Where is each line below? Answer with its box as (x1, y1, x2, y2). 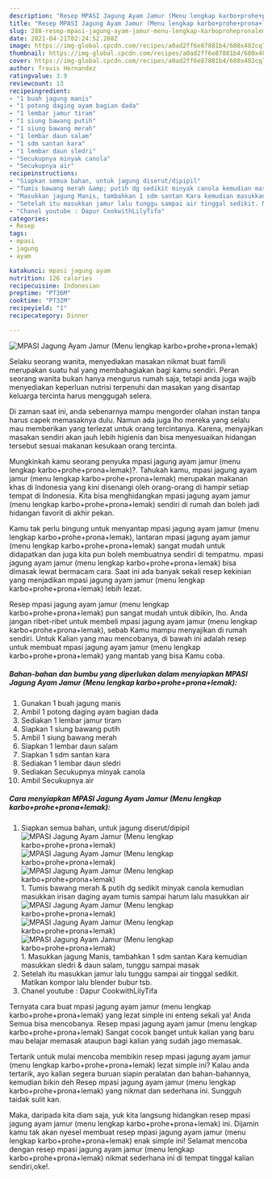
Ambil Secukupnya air (20, 775, 94, 785)
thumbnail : (9, 49, 46, 57)
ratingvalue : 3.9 (9, 72, 68, 80)
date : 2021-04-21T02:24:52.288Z (9, 34, 118, 43)
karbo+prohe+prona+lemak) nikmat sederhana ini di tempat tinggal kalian (9, 1152, 254, 1163)
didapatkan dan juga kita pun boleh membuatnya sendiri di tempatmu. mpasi (9, 549, 264, 559)
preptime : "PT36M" (9, 289, 71, 297)
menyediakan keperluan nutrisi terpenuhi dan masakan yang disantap (9, 382, 241, 392)
